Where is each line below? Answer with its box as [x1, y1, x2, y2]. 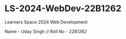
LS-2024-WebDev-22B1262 [4, 3, 122, 14]
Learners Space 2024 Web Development [4, 19, 88, 25]
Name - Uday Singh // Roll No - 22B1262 [4, 28, 87, 34]
